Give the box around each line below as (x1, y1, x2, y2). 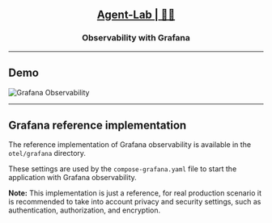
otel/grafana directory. (8, 149, 87, 158)
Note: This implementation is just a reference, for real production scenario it (8, 188, 261, 198)
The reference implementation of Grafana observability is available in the (8, 140, 252, 149)
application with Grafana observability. (8, 173, 138, 183)
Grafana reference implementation (8, 118, 187, 132)
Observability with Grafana (82, 32, 190, 44)
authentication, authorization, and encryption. (8, 205, 161, 215)
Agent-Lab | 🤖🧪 (96, 8, 176, 22)
